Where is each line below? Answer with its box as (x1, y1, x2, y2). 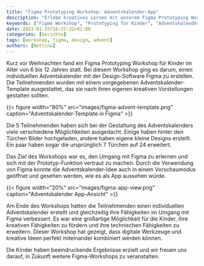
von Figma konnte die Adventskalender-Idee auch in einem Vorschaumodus (6, 165, 196, 173)
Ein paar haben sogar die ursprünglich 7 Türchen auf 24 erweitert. (6, 141, 172, 148)
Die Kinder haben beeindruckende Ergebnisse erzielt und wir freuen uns (6, 246, 187, 253)
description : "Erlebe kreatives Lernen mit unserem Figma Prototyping (6, 15, 189, 21)
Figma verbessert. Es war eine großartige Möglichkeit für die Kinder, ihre (6, 215, 188, 222)
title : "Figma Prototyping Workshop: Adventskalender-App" (6, 9, 159, 15)
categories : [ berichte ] (6, 32, 67, 38)
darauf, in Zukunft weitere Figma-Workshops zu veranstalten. (6, 253, 160, 260)
